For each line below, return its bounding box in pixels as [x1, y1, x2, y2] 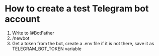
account [5, 13, 40, 25]
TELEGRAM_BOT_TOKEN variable [12, 46, 82, 52]
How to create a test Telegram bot [5, 3, 149, 14]
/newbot [12, 35, 30, 41]
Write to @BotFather [12, 30, 54, 36]
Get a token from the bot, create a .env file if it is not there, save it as [12, 40, 154, 46]
